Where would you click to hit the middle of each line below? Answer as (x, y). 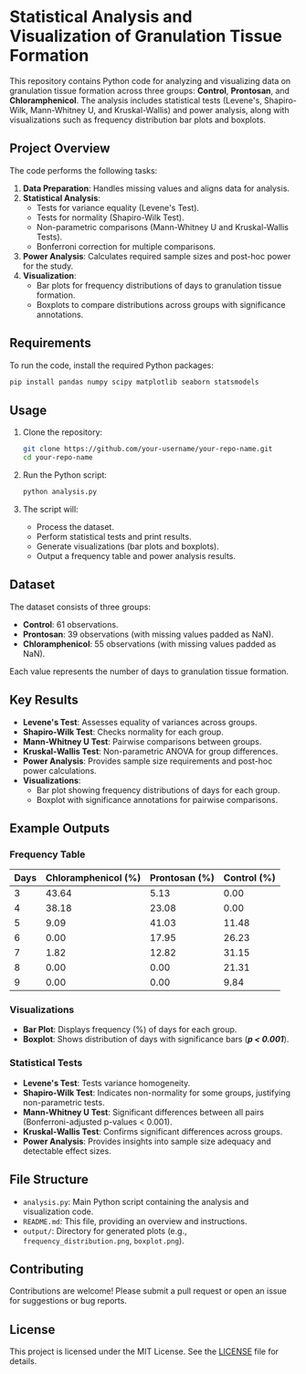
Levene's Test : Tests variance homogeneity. (106, 1083)
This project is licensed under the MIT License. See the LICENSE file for (144, 1352)
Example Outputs (60, 828)
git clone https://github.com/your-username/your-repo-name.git (148, 449)
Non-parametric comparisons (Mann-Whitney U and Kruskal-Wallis (163, 227)
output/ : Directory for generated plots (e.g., (105, 1231)
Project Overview (60, 148)
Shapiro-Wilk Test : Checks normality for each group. (123, 732)
